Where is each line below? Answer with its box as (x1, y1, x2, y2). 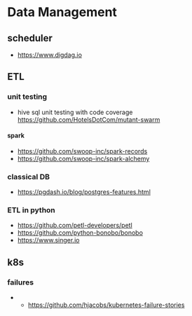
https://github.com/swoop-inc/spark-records (17, 146, 148, 155)
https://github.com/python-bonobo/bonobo (17, 228, 144, 237)
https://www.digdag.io (17, 50, 83, 59)
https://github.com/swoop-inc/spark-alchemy (17, 154, 150, 163)
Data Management (7, 4, 118, 20)
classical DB (7, 172, 50, 181)
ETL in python (7, 205, 56, 215)
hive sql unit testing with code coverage (17, 108, 133, 116)
